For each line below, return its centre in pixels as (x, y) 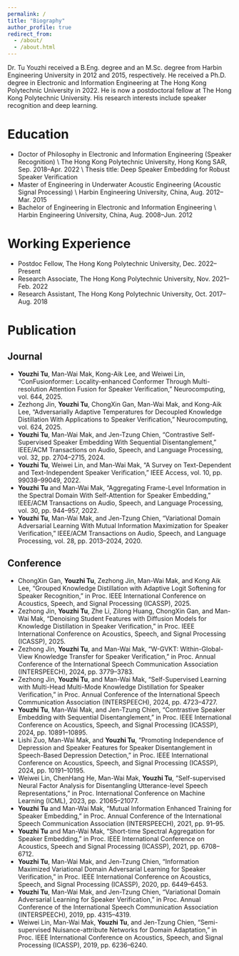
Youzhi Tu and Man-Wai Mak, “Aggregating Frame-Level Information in (122, 487)
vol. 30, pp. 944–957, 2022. (58, 510)
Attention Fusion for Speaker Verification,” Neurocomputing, (137, 389)
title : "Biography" (36, 21)
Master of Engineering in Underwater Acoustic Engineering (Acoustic (119, 184)
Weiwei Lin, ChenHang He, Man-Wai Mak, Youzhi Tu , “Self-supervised (122, 778)
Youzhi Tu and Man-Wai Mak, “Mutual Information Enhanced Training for (124, 808)
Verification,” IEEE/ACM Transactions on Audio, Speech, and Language (122, 533)
